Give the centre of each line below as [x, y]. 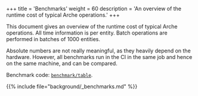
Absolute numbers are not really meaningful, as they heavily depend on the [98, 51]
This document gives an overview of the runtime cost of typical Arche [92, 27]
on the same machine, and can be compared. [62, 63]
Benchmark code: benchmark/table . [49, 75]
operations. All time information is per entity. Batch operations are [87, 33]
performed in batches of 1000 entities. [53, 39]
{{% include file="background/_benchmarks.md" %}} [72, 86]
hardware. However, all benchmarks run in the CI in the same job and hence [99, 57]
